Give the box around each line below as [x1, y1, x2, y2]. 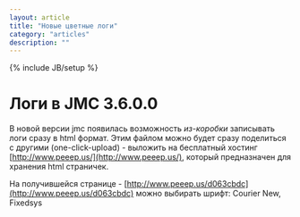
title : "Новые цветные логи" [9, 21, 118, 30]
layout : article [9, 13, 70, 22]
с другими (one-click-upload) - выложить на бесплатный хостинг [9, 142, 258, 153]
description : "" [9, 38, 70, 47]
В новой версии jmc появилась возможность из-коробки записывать [9, 123, 276, 134]
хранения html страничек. [9, 162, 109, 172]
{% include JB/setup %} [9, 63, 99, 73]
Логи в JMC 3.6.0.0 [9, 94, 159, 114]
